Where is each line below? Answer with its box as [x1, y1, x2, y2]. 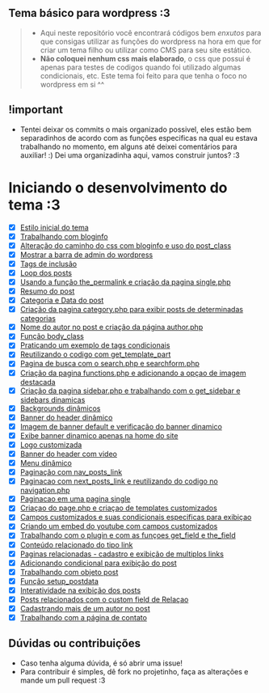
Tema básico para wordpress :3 [8, 6, 171, 20]
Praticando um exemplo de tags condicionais [19, 340, 170, 350]
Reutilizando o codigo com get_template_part [19, 349, 171, 359]
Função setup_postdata [19, 576, 99, 585]
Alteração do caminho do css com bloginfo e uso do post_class [19, 240, 232, 250]
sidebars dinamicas [19, 395, 86, 404]
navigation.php [19, 485, 70, 496]
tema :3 [8, 196, 61, 213]
